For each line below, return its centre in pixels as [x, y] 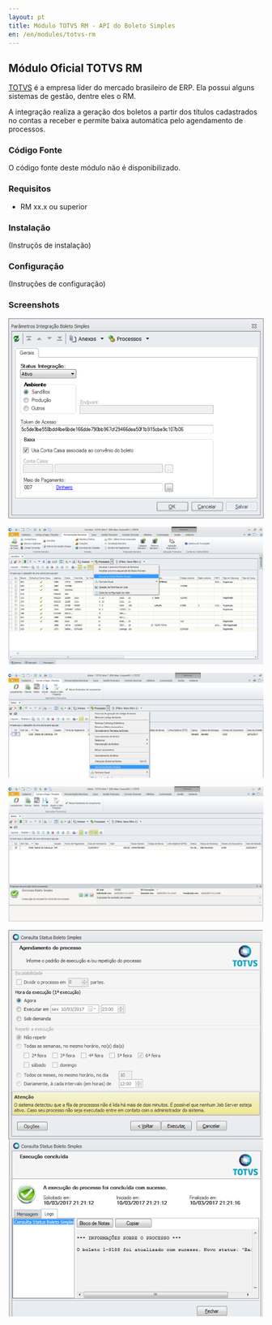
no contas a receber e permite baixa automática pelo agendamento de [126, 121]
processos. [27, 129]
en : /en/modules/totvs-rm [52, 34]
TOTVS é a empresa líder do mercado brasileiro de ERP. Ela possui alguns [132, 88]
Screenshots [34, 305]
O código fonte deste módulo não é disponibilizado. [94, 168]
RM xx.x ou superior [53, 206]
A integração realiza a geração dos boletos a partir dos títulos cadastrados [133, 112]
